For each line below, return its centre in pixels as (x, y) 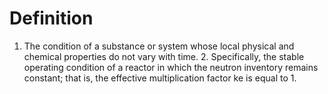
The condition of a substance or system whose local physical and (159, 46)
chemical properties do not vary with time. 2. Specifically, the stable (164, 56)
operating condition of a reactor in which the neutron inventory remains (171, 67)
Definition (51, 18)
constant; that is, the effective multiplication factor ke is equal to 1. (160, 78)
